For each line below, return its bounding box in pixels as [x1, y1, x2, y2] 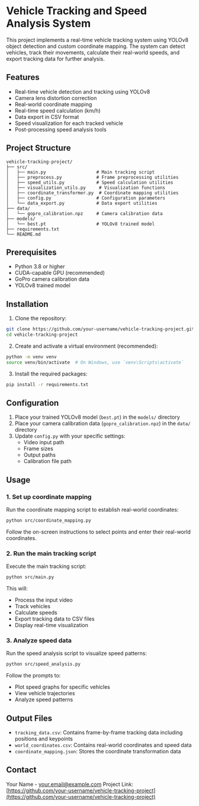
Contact [6, 765, 37, 775]
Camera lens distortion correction [14, 94, 97, 101]
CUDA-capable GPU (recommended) [14, 269, 105, 277]
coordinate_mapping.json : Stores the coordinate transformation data [14, 748, 181, 755]
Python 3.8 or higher [14, 263, 65, 270]
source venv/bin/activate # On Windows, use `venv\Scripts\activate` [6, 359, 184, 365]
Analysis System [6, 17, 91, 30]
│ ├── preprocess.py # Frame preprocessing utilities [6, 174, 179, 180]
